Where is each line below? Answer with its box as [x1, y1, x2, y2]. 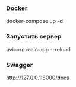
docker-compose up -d [6, 18, 64, 25]
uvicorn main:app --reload [6, 46, 71, 53]
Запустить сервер [6, 33, 62, 41]
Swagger [6, 60, 33, 69]
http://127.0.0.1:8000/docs [6, 74, 69, 81]
